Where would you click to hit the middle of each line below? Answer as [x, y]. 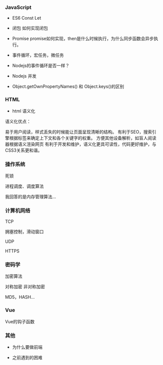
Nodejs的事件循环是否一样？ [41, 66]
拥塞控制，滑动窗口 [24, 232]
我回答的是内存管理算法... [31, 197]
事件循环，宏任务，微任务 [38, 55]
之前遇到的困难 [27, 358]
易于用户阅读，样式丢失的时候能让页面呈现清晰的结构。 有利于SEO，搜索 [79, 132]
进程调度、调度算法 [24, 186]
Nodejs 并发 [24, 76]
